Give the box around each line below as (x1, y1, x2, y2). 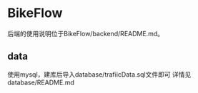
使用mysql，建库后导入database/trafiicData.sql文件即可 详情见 (7, 70, 192, 79)
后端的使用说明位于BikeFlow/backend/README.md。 (7, 29, 164, 38)
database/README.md (7, 78, 75, 87)
